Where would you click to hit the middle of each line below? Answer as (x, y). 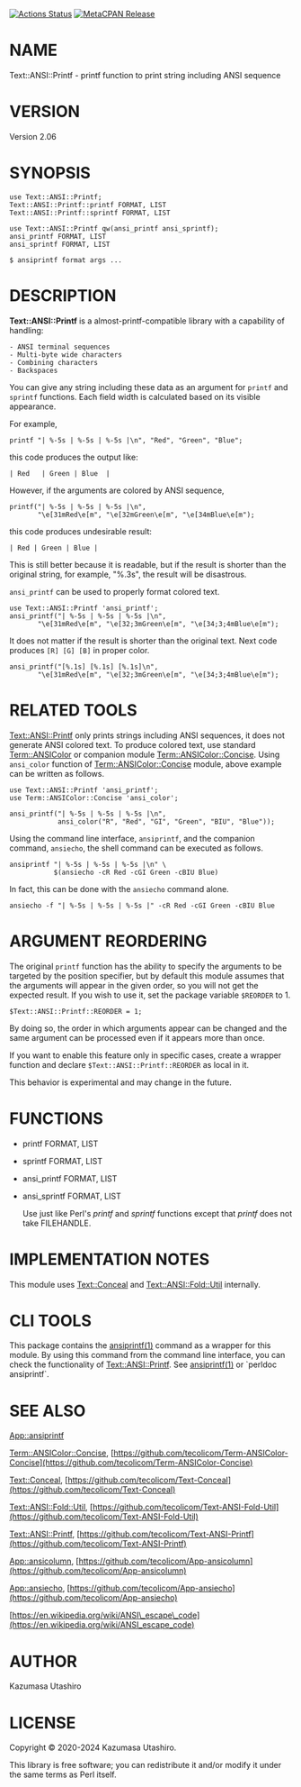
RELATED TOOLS (73, 710)
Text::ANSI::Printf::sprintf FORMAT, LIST (90, 213)
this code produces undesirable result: (81, 531)
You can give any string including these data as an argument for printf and (149, 387)
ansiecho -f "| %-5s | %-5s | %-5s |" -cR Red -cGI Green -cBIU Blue (142, 906)
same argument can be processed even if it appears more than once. (137, 1037)
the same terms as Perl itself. (63, 1774)
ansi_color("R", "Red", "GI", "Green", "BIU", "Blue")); (166, 821)
